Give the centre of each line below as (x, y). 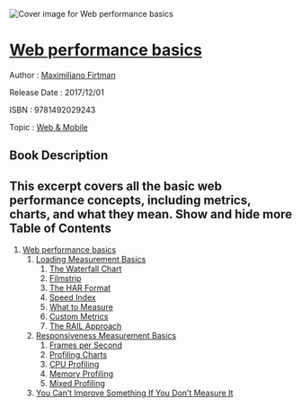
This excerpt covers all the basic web (116, 186)
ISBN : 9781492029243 (53, 110)
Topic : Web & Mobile (49, 127)
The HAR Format (80, 288)
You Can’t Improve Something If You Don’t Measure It (134, 393)
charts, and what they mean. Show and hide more (151, 214)
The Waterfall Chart (85, 269)
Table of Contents (61, 228)
